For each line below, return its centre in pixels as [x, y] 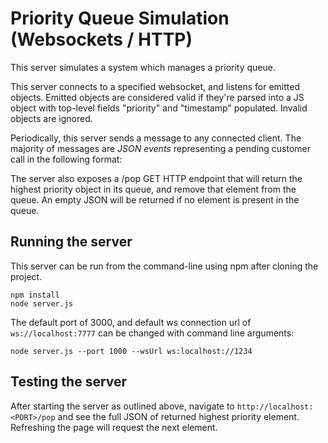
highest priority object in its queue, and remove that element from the [153, 189]
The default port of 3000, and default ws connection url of [131, 322]
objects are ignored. [51, 118]
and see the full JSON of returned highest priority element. [178, 416]
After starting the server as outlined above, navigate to [122, 406]
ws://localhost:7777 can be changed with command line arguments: [152, 333]
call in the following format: [66, 159]
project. [26, 276]
